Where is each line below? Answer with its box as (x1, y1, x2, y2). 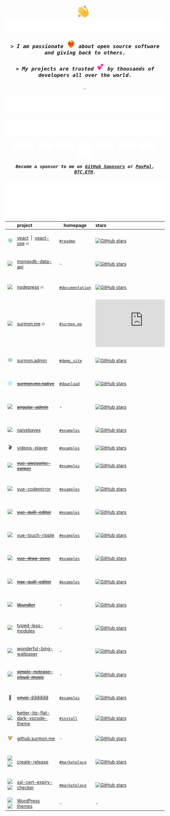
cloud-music (17, 674, 45, 680)
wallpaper (17, 651, 38, 657)
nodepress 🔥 (17, 284, 44, 290)
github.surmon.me (17, 735, 55, 742)
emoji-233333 (17, 694, 49, 701)
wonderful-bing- (17, 645, 53, 651)
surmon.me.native (17, 380, 55, 387)
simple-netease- (17, 669, 53, 675)
